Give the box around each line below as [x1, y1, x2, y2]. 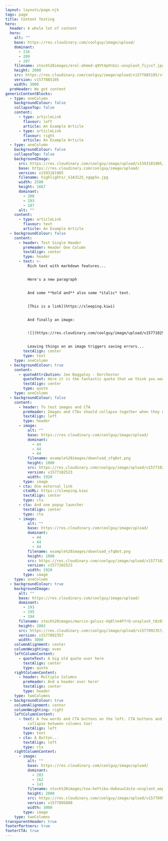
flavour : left [23, 119, 52, 124]
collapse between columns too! [27, 721, 93, 726]
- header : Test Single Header [18, 240, 81, 245]
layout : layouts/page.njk [5, 7, 59, 13]
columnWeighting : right [14, 707, 64, 712]
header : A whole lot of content [9, 26, 77, 31]
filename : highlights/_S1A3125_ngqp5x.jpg [18, 175, 108, 180]
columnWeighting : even [14, 647, 61, 652]
